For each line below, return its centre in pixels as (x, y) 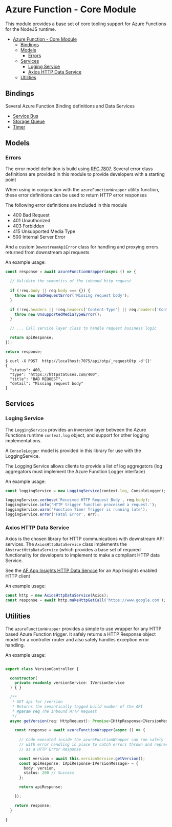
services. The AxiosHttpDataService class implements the (66, 544)
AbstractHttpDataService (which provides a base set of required (73, 550)
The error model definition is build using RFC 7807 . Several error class (79, 169)
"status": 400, (26, 370)
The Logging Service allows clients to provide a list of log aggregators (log (84, 466)
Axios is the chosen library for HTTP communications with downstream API (84, 539)
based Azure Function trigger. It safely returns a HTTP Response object (81, 634)
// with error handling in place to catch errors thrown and (85, 745)
